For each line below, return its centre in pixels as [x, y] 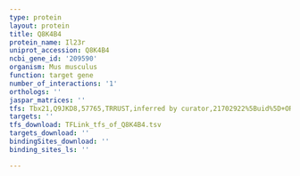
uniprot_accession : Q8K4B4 [59, 51]
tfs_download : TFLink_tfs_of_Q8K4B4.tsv [86, 125]
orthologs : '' [36, 92]
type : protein [36, 17]
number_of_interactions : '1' [63, 84]
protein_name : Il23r [48, 42]
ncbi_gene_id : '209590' [54, 59]
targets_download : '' [50, 133]
